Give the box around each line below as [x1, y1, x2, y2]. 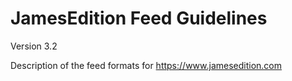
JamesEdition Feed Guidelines [10, 7, 268, 30]
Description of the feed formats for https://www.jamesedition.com [10, 59, 283, 71]
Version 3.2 [10, 40, 58, 52]
